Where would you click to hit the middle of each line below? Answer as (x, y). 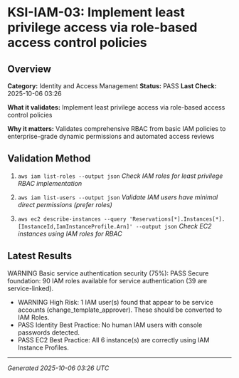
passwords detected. (49, 332)
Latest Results (40, 256)
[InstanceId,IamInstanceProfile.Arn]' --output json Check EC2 (115, 226)
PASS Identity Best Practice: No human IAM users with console (110, 325)
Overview (30, 69)
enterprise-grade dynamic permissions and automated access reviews (111, 136)
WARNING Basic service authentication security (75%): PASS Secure (108, 273)
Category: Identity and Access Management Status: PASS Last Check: (112, 86)
